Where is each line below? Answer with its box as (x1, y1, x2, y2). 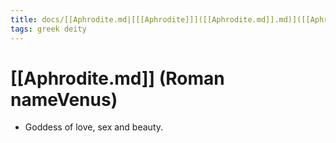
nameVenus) (10, 88, 118, 111)
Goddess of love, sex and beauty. (24, 121, 164, 133)
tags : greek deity (10, 24, 87, 34)
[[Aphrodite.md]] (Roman (10, 67, 225, 90)
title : (10, 14, 38, 25)
